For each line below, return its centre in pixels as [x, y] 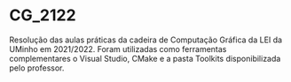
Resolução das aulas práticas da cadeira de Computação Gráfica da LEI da [145, 40]
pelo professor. [37, 68]
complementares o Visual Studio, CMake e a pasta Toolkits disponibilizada [145, 58]
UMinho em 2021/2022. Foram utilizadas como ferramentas [118, 48]
